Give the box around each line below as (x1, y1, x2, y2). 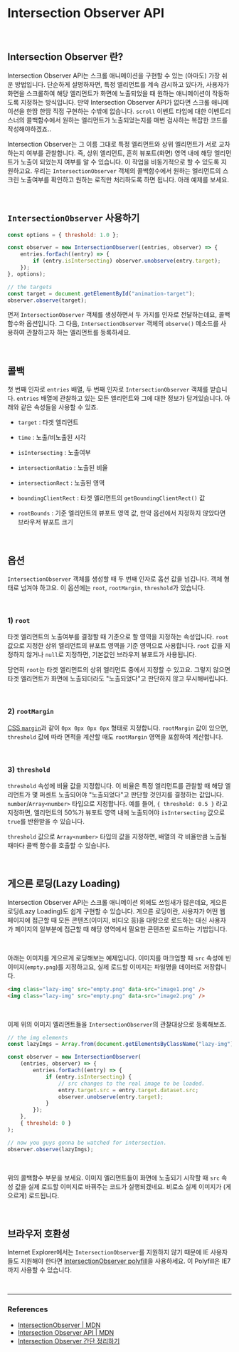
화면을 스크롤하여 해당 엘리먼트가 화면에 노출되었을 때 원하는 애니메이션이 (7, 89, 211, 98)
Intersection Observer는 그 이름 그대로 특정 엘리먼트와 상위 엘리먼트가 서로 (7, 140, 218, 148)
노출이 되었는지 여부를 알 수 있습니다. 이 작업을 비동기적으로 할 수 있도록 (20, 157, 220, 166)
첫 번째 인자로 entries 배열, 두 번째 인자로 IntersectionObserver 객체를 (7, 385, 208, 394)
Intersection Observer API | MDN (17, 1328, 115, 1336)
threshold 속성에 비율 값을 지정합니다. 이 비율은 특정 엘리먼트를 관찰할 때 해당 (7, 781, 224, 790)
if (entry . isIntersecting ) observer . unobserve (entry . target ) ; (33, 258, 221, 265)
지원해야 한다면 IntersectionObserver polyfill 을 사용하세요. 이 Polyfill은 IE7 (20, 1257, 231, 1265)
